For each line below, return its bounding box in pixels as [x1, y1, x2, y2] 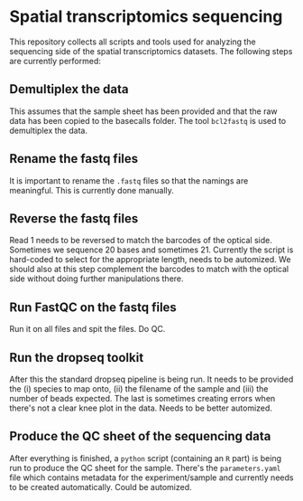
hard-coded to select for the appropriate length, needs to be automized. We [9, 254, 291, 265]
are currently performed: [9, 55, 101, 66]
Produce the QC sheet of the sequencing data [9, 429, 271, 444]
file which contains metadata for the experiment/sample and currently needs [9, 472, 294, 483]
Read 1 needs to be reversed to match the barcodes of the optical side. [9, 235, 272, 246]
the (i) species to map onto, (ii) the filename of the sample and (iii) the [9, 383, 269, 394]
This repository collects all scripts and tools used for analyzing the [9, 36, 256, 47]
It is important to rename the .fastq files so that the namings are [9, 175, 249, 186]
